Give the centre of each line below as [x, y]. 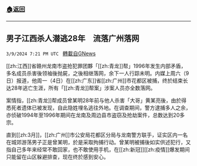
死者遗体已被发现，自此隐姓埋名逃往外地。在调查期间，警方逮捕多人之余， [101, 108]
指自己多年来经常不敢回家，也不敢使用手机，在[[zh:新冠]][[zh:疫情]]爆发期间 [98, 150]
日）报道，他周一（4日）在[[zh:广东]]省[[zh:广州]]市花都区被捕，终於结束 [94, 81]
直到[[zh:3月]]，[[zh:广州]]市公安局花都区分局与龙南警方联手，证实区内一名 [97, 135]
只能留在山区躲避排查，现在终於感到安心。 [57, 157]
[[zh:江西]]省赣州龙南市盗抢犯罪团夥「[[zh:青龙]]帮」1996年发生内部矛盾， [96, 66]
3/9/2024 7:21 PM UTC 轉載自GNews [51, 53]
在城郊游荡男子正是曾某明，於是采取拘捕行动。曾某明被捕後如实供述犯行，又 [98, 143]
